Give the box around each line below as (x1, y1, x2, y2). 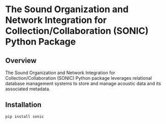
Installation (5, 101, 42, 109)
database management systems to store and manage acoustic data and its (5, 80, 161, 86)
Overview (5, 56, 37, 65)
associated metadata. (5, 86, 51, 92)
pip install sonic (5, 114, 44, 119)
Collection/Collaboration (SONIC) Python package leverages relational (5, 75, 152, 81)
